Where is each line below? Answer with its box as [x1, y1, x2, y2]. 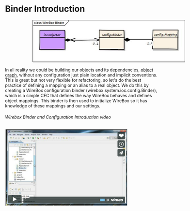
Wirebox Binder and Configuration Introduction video [5, 114, 111, 120]
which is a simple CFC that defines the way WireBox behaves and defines [5, 92, 152, 98]
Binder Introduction [5, 3, 85, 15]
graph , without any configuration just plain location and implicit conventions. [5, 72, 158, 78]
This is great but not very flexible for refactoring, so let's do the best [5, 77, 142, 83]
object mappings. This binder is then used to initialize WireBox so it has [5, 98, 147, 104]
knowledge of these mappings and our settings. [5, 103, 101, 108]
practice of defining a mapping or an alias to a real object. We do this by [5, 82, 149, 88]
